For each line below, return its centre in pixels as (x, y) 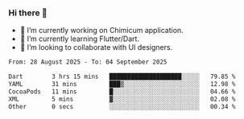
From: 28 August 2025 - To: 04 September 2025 (88, 62)
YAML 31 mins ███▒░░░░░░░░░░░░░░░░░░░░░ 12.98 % (122, 84)
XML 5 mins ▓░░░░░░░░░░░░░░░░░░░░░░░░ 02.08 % (122, 99)
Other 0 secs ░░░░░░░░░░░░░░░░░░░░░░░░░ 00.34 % (122, 107)
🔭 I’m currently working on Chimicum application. (101, 31)
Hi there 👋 (28, 13)
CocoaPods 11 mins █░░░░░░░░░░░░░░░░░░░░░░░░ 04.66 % (122, 92)
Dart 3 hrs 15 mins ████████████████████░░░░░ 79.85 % (122, 77)
